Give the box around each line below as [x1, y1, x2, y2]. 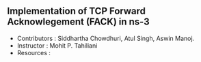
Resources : [16, 48, 51, 57]
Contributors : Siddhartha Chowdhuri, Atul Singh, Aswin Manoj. [16, 34, 195, 42]
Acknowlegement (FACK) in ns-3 [7, 16, 150, 28]
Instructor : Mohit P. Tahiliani [16, 41, 98, 50]
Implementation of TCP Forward [7, 5, 146, 17]
